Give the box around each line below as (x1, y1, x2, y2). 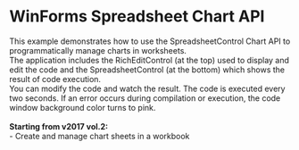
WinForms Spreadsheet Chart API (9, 6, 265, 27)
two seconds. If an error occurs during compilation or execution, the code (9, 92, 281, 104)
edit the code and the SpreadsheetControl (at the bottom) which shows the (9, 64, 286, 75)
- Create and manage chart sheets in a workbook (9, 130, 190, 141)
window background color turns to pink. (9, 102, 156, 112)
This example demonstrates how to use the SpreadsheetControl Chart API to (9, 36, 291, 46)
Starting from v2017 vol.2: (9, 121, 109, 131)
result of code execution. (9, 73, 101, 84)
